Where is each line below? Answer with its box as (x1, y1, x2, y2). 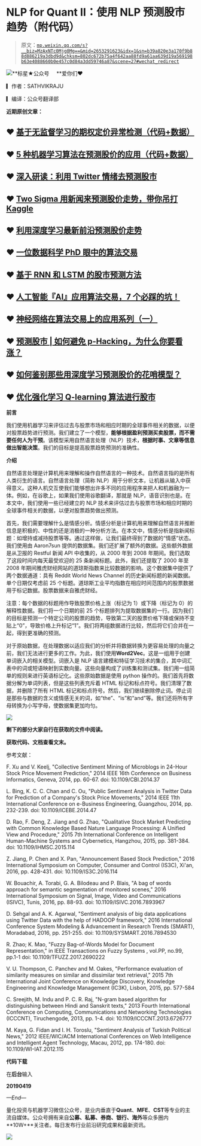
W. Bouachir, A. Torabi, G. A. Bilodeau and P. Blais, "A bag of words (6, 880, 172, 887)
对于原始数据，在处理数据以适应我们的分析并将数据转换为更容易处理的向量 (6, 642, 190, 650)
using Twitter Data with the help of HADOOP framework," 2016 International (6, 916, 193, 924)
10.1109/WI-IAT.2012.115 (6, 1046, 64, 1053)
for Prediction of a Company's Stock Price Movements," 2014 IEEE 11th (6, 794, 181, 801)
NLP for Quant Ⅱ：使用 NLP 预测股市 (6, 5, 185, 19)
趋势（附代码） (6, 20, 80, 34)
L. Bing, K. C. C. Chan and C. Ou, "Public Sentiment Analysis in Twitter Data (6, 788, 192, 795)
